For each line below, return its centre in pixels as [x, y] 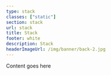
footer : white [23, 38]
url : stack [19, 28]
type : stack [20, 11]
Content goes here [29, 66]
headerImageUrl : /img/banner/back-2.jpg [56, 49]
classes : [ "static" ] [31, 17]
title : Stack [22, 33]
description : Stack [30, 44]
